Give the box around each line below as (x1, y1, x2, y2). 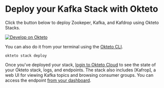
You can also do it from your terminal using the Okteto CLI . (5, 44, 123, 49)
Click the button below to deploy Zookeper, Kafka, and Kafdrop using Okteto (5, 20, 159, 25)
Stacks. (5, 24, 21, 30)
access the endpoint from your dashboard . (5, 77, 92, 83)
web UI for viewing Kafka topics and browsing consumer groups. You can (5, 72, 154, 78)
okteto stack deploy (5, 53, 47, 58)
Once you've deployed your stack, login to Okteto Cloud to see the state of (5, 62, 156, 67)
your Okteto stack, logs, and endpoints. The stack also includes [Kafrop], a (5, 67, 156, 73)
